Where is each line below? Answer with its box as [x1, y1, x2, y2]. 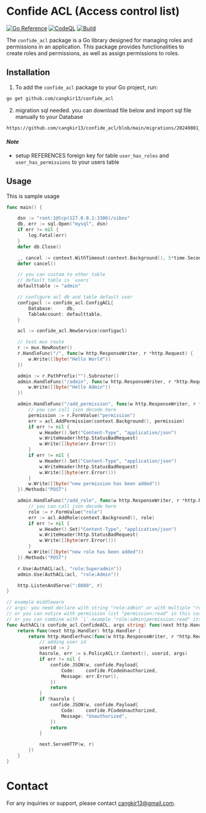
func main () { [6, 204, 43, 210]
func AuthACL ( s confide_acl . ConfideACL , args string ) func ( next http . [6, 622, 191, 628]
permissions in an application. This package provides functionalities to [6, 43, 185, 50]
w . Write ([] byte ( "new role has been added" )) [28, 549, 144, 555]
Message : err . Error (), [61, 673, 120, 679]
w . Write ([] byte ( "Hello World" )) [28, 356, 112, 362]
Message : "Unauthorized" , [61, 713, 128, 719]
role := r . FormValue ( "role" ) [28, 509, 103, 515]
